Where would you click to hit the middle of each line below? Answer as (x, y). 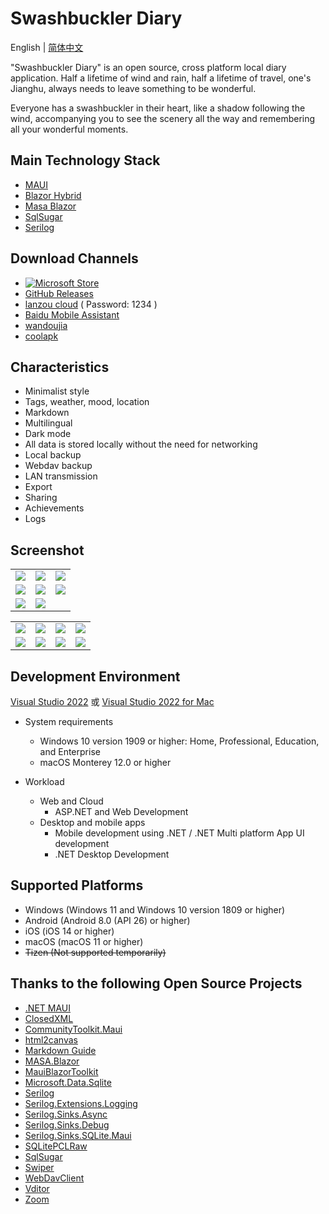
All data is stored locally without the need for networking (141, 444)
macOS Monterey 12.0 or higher (105, 762)
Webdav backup (58, 466)
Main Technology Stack (85, 160)
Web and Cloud (71, 801)
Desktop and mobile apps (92, 822)
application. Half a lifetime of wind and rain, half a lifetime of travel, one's (161, 78)
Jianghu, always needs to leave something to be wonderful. (133, 88)
